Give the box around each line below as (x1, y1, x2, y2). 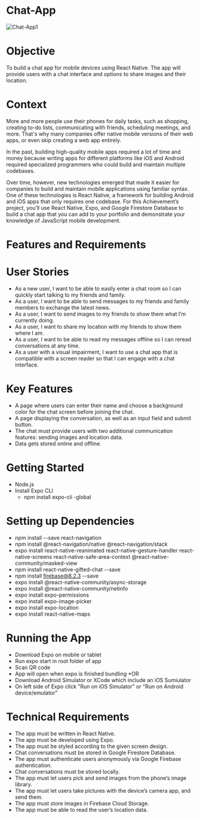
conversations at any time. (14, 342, 81, 349)
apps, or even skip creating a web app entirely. (6, 136, 121, 143)
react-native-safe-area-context (53, 553, 131, 560)
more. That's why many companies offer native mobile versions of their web (6, 130, 193, 137)
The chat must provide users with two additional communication (14, 427, 173, 434)
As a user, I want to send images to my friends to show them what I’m (14, 310, 186, 317)
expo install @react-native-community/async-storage (14, 578, 147, 586)
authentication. (14, 762, 52, 769)
